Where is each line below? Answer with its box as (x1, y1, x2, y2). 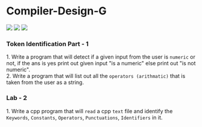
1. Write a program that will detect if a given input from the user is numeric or (6, 53, 196, 61)
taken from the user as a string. (6, 79, 84, 86)
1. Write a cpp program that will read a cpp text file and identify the (6, 107, 173, 114)
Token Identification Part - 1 (6, 40, 89, 48)
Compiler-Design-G (6, 4, 107, 18)
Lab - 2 (6, 94, 27, 102)
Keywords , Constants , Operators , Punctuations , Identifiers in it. (6, 114, 163, 121)
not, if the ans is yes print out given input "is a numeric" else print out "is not (6, 60, 196, 67)
